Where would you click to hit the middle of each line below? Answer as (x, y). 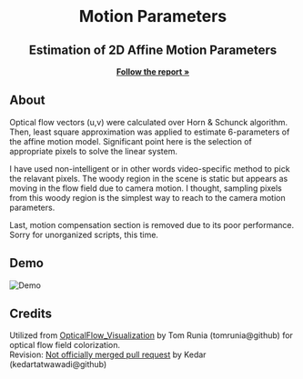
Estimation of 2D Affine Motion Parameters (153, 50)
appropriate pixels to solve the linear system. (94, 151)
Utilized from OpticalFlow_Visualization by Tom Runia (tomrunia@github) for (151, 335)
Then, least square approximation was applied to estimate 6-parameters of (150, 132)
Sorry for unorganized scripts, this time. (84, 234)
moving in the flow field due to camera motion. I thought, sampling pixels (146, 188)
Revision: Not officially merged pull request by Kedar (108, 354)
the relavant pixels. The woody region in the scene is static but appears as (149, 178)
